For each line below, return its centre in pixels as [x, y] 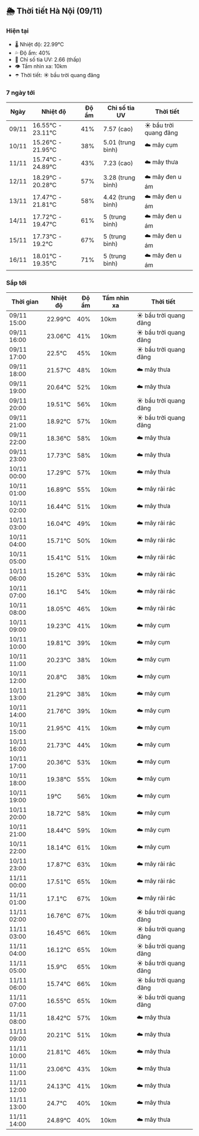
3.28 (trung [119, 178]
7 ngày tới [21, 92]
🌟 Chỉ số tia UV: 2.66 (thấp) [48, 59]
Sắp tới [16, 283]
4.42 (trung [119, 197]
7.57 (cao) [118, 129]
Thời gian [25, 302]
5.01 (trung [119, 142]
